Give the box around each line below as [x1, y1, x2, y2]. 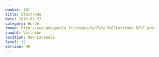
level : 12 [5, 40, 26, 45]
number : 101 [5, 7, 30, 12]
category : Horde [5, 21, 39, 26]
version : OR [5, 44, 30, 49]
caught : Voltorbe [5, 30, 42, 35]
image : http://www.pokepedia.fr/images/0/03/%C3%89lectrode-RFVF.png [5, 26, 154, 31]
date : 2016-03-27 [5, 16, 42, 21]
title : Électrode [5, 12, 42, 17]
